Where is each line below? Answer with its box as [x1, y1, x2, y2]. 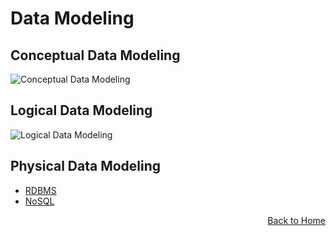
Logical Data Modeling [10, 102, 153, 119]
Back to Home [267, 214, 326, 226]
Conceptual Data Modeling [10, 47, 181, 64]
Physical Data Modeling [10, 158, 162, 175]
